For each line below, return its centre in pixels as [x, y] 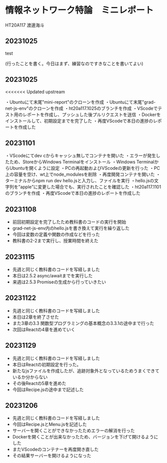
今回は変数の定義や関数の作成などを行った [56, 235]
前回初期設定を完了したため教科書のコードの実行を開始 [69, 222]
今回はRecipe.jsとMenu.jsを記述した [50, 424]
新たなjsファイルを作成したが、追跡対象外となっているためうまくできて [86, 370]
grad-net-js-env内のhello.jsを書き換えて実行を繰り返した [71, 228]
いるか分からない [30, 377]
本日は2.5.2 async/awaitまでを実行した [53, 276]
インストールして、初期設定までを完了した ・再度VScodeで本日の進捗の [79, 121]
